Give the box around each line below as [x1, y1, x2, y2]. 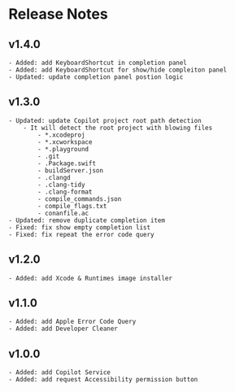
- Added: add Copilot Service [8, 368, 111, 377]
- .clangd [37, 173, 71, 181]
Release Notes [8, 5, 108, 24]
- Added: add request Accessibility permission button [8, 376, 198, 384]
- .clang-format [37, 188, 93, 196]
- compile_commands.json [37, 194, 122, 203]
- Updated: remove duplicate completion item [8, 216, 165, 224]
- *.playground [37, 145, 89, 153]
